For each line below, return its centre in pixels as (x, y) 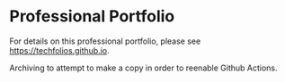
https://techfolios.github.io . (59, 50)
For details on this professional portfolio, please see (105, 41)
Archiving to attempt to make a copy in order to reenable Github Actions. (143, 68)
